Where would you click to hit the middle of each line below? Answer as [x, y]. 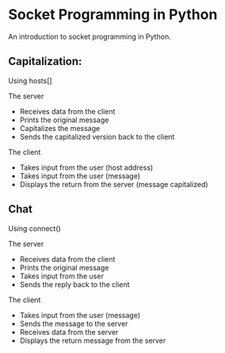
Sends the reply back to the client [74, 284]
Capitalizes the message [60, 128]
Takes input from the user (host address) [86, 167]
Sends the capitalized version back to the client [97, 136]
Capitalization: [45, 61]
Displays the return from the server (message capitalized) [114, 184]
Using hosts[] [31, 80]
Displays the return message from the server [93, 340]
